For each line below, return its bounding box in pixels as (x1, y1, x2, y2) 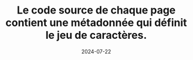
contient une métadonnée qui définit (5, 16, 187, 29)
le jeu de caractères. (45, 29, 147, 42)
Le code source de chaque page (16, 4, 176, 17)
